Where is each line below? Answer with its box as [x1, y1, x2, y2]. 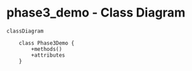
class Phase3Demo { [19, 39, 75, 46]
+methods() [31, 45, 63, 52]
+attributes [31, 52, 66, 59]
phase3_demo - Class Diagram [6, 5, 186, 21]
